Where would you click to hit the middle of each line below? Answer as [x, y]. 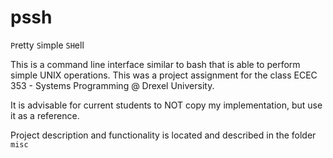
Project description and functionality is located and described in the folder [163, 135]
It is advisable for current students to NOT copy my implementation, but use [166, 105]
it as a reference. [45, 115]
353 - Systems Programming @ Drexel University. [112, 85]
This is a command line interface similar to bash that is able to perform [155, 64]
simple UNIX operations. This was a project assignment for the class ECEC [164, 75]
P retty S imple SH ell [47, 45]
